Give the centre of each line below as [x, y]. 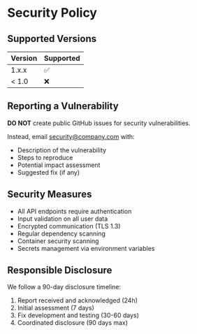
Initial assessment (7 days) [56, 308]
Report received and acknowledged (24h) [78, 300]
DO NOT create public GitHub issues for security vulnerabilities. [99, 123]
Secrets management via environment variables [86, 248]
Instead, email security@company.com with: [71, 136]
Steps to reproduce [45, 157]
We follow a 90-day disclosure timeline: [64, 287]
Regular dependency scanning [61, 233]
